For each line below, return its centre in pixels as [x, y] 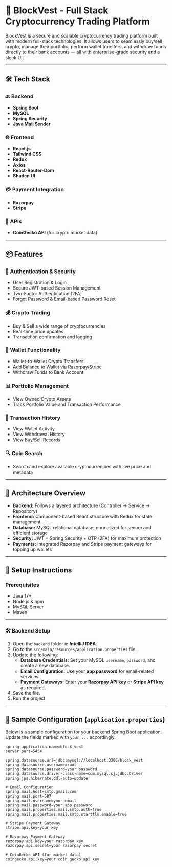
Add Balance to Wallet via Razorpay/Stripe [57, 367]
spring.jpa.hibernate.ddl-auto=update [47, 779]
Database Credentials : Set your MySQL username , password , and [88, 660]
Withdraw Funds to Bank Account [48, 372]
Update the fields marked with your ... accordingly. [61, 737]
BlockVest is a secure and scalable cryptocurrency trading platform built [81, 35]
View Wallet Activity [34, 429]
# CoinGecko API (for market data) [43, 855]
